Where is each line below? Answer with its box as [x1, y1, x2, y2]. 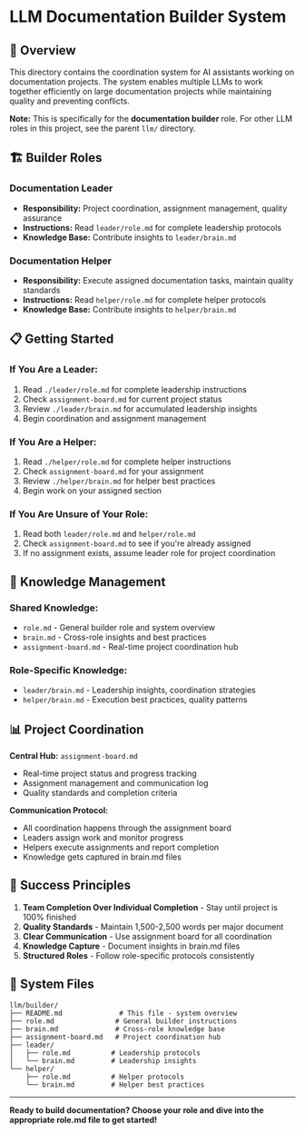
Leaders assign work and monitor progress [22, 832, 184, 843]
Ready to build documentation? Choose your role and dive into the [9, 1104, 265, 1115]
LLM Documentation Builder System [9, 6, 287, 27]
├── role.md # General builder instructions [9, 1016, 238, 1026]
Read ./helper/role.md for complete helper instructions [22, 456, 231, 467]
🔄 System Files [9, 977, 95, 992]
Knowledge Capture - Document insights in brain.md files [22, 940, 241, 951]
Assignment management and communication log [22, 778, 209, 789]
